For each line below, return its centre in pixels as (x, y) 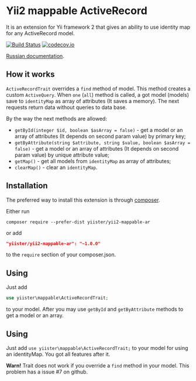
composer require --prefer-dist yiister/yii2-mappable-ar (78, 222)
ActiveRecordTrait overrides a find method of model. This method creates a (98, 89)
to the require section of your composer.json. (61, 255)
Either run (18, 211)
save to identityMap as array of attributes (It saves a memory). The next (93, 101)
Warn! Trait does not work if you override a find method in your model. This (98, 365)
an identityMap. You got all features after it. (58, 354)
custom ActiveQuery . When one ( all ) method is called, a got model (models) (97, 94)
